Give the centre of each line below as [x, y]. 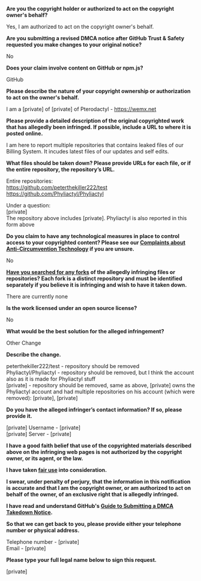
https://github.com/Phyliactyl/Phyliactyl [55, 194]
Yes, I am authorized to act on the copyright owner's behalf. [80, 27]
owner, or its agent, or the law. [45, 458]
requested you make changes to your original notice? [74, 45]
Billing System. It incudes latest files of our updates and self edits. [88, 151]
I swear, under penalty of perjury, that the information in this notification [98, 481]
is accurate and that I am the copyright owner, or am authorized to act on [99, 488]
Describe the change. [34, 354]
